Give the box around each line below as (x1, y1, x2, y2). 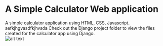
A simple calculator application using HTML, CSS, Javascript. (5, 20, 130, 26)
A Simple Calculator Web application (5, 3, 159, 15)
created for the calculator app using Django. (5, 30, 95, 36)
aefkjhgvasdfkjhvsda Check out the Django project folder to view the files (5, 25, 155, 31)
